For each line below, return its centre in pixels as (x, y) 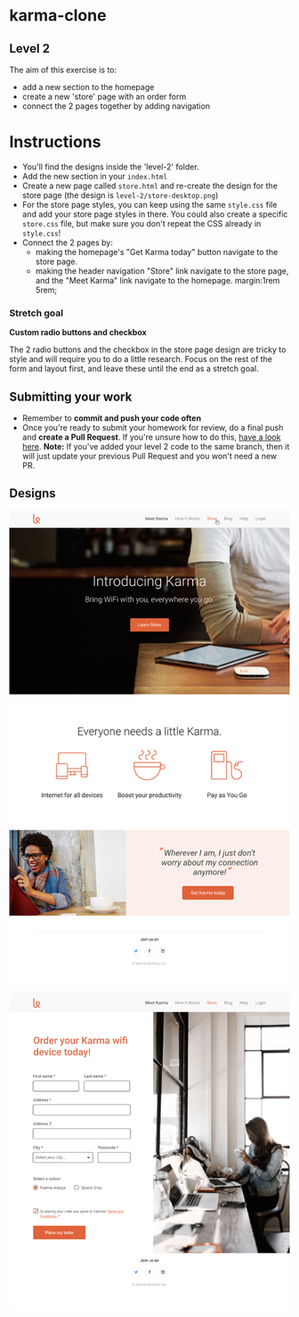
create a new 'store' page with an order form (104, 96)
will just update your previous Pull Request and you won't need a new (149, 457)
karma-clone (58, 16)
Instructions (55, 142)
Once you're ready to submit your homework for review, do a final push (153, 428)
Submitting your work (71, 396)
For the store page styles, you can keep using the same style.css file (149, 204)
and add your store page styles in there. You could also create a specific (155, 214)
